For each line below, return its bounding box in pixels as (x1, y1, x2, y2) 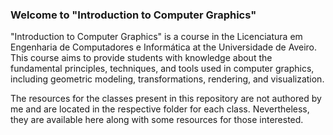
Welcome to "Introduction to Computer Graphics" (10, 8, 257, 22)
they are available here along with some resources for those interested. (10, 114, 304, 126)
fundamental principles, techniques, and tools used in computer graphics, (10, 63, 315, 75)
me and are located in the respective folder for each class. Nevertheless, (10, 103, 310, 115)
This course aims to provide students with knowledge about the (10, 52, 273, 64)
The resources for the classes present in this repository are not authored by (10, 93, 322, 105)
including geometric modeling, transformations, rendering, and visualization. (10, 73, 325, 85)
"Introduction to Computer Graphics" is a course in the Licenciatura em (10, 31, 303, 43)
